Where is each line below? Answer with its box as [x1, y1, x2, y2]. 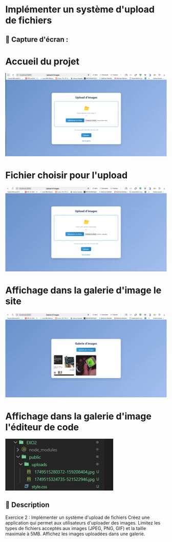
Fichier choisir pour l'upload [5, 170, 128, 181]
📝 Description [5, 500, 50, 510]
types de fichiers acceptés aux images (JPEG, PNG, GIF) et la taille [5, 525, 146, 531]
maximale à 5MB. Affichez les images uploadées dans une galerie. [5, 531, 145, 537]
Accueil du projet [5, 56, 79, 67]
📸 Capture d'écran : [5, 35, 69, 44]
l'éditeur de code [5, 422, 79, 433]
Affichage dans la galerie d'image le [5, 284, 162, 296]
